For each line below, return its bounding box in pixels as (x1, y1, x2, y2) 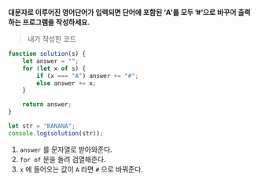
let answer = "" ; (22, 57, 79, 65)
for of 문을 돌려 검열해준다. (19, 154, 106, 164)
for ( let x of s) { (22, 65, 87, 72)
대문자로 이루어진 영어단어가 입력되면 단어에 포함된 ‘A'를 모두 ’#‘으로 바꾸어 (8, 8, 237, 17)
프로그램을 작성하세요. (22, 17, 90, 27)
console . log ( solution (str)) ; (8, 129, 104, 137)
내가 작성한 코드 (27, 35, 76, 43)
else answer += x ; (36, 79, 97, 87)
